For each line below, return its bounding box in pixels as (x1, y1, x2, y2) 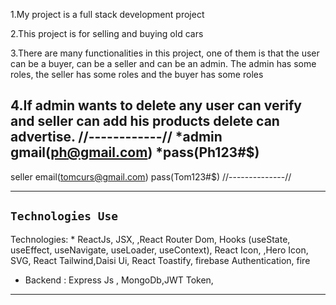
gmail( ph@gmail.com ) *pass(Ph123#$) (10, 144, 260, 161)
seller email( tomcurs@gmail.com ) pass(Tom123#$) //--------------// (10, 170, 292, 183)
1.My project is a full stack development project (10, 9, 205, 20)
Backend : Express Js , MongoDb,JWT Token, (24, 274, 214, 286)
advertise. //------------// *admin (10, 129, 223, 146)
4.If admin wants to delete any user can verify (10, 97, 302, 114)
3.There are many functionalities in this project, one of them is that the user (10, 47, 320, 59)
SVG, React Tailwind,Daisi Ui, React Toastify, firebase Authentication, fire (10, 254, 311, 266)
